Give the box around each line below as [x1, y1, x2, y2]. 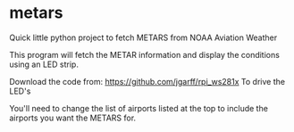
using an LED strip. [9, 59, 79, 70]
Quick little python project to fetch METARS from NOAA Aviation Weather [9, 32, 278, 43]
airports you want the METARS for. [9, 112, 137, 123]
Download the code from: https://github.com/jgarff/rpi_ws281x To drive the [9, 76, 286, 87]
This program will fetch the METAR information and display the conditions [9, 49, 280, 60]
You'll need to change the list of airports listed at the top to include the [9, 103, 268, 113]
